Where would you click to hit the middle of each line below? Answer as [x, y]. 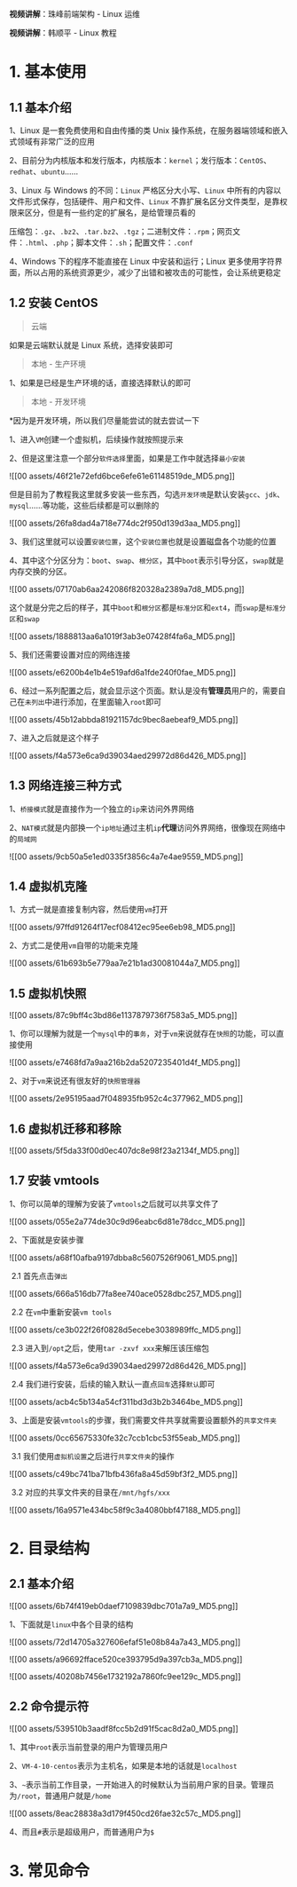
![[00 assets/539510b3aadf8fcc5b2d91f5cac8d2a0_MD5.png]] [124, 1728]
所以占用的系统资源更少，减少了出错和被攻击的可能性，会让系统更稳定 [152, 272]
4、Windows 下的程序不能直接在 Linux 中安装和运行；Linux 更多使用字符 [142, 261]
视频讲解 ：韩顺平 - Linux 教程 [63, 33]
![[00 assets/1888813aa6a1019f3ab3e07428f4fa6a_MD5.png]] [122, 636]
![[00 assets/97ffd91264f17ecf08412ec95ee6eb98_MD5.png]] [122, 928]
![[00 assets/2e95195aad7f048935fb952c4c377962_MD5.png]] [126, 1099]
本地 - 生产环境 [59, 364]
